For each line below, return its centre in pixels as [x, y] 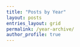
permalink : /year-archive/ [40, 29]
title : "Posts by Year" [36, 12]
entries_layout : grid [34, 23]
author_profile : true [34, 35]
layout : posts [24, 18]
